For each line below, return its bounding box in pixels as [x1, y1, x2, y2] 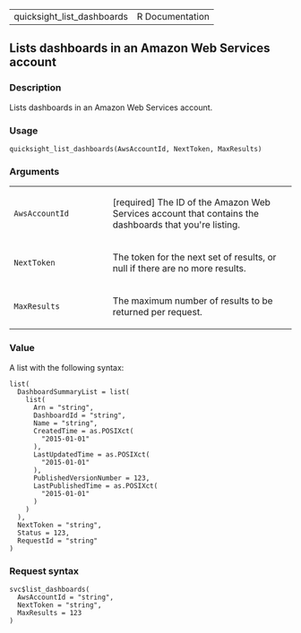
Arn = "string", [32, 403, 94, 412]
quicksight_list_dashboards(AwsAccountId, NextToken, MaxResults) [9, 144, 262, 153]
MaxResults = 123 [17, 608, 82, 617]
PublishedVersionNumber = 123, [32, 474, 150, 483]
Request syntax [9, 564, 79, 577]
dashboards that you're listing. [112, 218, 240, 231]
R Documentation [136, 11, 211, 22]
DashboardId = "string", [32, 411, 126, 420]
